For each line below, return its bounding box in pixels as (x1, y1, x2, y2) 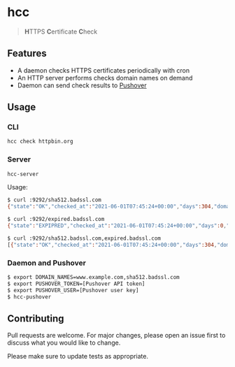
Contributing (7, 312, 64, 324)
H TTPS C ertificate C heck (24, 27, 98, 36)
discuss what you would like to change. (7, 338, 121, 347)
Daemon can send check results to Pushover (17, 81, 147, 89)
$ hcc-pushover (7, 293, 52, 301)
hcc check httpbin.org (7, 138, 73, 145)
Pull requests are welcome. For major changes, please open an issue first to (7, 331, 226, 340)
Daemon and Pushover (7, 258, 86, 268)
